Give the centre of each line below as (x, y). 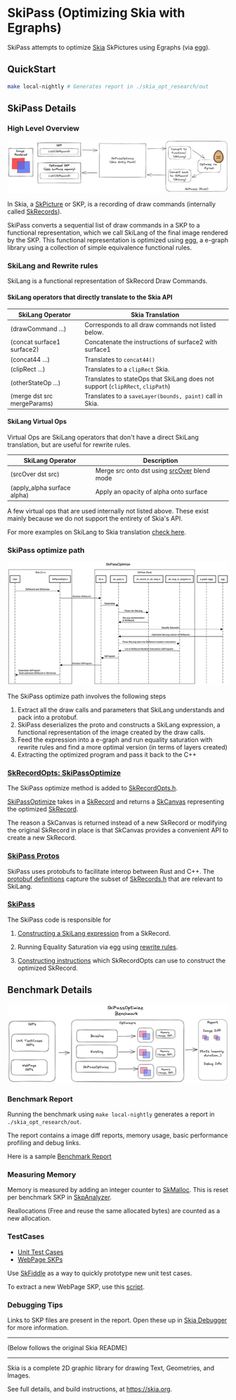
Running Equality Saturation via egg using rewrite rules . (98, 947)
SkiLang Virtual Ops (37, 421)
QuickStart (32, 69)
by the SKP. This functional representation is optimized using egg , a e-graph (118, 240)
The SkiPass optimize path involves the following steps (87, 696)
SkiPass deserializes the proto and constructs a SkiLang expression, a (119, 724)
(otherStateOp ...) (35, 382)
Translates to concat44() (120, 359)
